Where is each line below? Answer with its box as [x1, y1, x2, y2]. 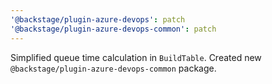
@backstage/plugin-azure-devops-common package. [10, 62, 217, 74]
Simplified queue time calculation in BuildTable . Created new [10, 51, 262, 63]
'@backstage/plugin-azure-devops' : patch [10, 14, 186, 25]
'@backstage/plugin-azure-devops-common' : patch [10, 24, 217, 34]
